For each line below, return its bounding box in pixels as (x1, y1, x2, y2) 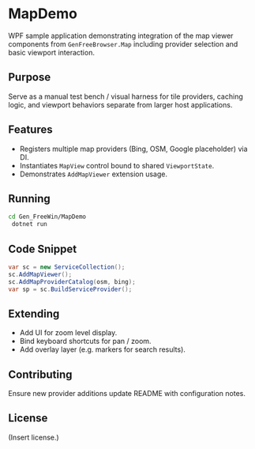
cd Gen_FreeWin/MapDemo (8, 213, 87, 221)
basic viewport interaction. (8, 47, 95, 57)
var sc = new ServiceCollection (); (8, 262, 126, 271)
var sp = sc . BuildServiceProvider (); (8, 285, 133, 293)
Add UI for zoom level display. (19, 328, 118, 338)
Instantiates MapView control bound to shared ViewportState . (19, 160, 215, 170)
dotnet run (11, 221, 47, 228)
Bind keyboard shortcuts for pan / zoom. (19, 337, 152, 346)
